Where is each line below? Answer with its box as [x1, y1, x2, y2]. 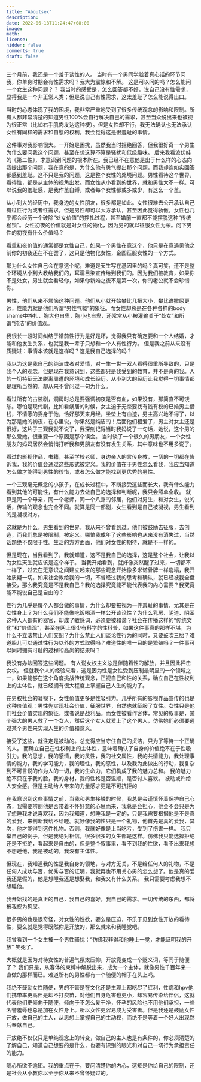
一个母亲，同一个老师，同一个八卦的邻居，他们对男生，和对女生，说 [22, 495, 190, 503]
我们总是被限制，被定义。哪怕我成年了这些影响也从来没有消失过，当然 [22, 531, 195, 538]
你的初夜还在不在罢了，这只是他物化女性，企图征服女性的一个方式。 [11, 249, 179, 256]
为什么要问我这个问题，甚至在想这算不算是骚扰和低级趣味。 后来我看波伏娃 [6, 148, 191, 156]
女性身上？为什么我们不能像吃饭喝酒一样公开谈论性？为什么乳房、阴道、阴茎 [6, 609, 195, 616]
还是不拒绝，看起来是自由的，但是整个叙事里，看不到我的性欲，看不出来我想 [6, 840, 195, 847]
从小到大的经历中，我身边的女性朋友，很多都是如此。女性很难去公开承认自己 [6, 199, 195, 206]
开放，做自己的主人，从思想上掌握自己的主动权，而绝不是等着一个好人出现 [6, 1014, 190, 1021]
